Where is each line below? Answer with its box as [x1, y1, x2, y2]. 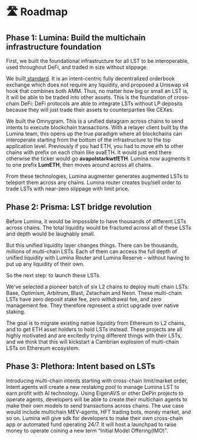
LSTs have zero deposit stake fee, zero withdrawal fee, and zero [6, 295, 162, 303]
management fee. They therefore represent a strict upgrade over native [6, 301, 179, 309]
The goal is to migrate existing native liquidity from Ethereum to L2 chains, [6, 319, 186, 327]
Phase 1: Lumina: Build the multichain [6, 32, 146, 42]
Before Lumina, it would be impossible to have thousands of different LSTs [6, 217, 186, 224]
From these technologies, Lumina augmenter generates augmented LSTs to [6, 173, 189, 180]
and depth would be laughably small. [6, 230, 95, 237]
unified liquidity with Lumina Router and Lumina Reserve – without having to [6, 254, 190, 261]
